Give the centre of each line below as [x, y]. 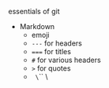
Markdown [37, 26]
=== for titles [51, 51]
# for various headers [66, 60]
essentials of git [34, 11]
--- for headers [57, 43]
